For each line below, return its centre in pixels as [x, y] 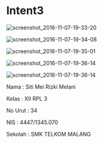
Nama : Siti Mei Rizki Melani [41, 87]
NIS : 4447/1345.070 [32, 122]
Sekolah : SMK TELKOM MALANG [49, 134]
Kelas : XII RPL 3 [27, 98]
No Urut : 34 [22, 110]
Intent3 [25, 11]
